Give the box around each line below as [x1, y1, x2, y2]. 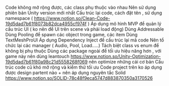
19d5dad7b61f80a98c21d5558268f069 [5, 59, 88, 64]
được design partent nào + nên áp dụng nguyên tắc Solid [5, 70, 126, 76]
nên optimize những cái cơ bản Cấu [89, 59, 164, 64]
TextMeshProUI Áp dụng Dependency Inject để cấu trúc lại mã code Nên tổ [5, 37, 164, 43]
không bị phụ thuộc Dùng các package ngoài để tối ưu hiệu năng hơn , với [5, 48, 161, 54]
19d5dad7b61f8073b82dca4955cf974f [5, 20, 87, 27]
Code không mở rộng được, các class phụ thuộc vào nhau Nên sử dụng [5, 5, 156, 10]
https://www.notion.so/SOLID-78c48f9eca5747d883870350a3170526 [5, 75, 153, 81]
